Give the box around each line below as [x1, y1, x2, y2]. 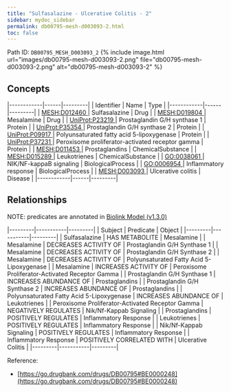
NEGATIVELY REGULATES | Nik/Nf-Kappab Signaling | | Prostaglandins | [7, 306, 212, 314]
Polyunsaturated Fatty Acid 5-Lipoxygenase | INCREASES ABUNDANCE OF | [7, 291, 223, 300]
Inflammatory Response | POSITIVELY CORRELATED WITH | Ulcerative [7, 336, 208, 344]
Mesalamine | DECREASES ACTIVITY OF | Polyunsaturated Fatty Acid [7, 255, 204, 263]
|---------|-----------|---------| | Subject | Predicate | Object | [7, 225, 183, 234]
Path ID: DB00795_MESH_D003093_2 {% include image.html [7, 48, 165, 56]
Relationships [7, 194, 67, 206]
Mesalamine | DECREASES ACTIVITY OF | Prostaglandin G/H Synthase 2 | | [7, 247, 220, 256]
